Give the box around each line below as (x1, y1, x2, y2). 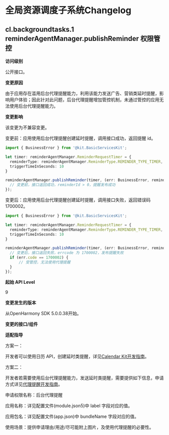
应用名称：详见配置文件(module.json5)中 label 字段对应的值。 (5, 403, 133, 409)
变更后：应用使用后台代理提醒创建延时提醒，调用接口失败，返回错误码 (5, 197, 151, 203)
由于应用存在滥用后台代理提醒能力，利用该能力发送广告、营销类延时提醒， (5, 91, 159, 96)
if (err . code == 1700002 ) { (10, 255, 69, 260)
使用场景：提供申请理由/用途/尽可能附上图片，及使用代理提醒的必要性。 (5, 424, 154, 430)
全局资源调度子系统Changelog (5, 5, 132, 16)
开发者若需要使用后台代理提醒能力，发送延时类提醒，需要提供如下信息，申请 (5, 375, 164, 381)
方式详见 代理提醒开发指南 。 (5, 381, 63, 387)
